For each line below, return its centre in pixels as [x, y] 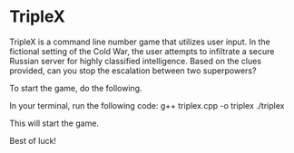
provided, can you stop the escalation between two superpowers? [133, 71]
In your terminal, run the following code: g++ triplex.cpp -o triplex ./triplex [147, 105]
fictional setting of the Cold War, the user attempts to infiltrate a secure [142, 51]
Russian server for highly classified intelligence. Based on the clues [135, 61]
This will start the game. [54, 123]
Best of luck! [33, 140]
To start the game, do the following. [76, 88]
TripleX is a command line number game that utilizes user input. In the [140, 42]
